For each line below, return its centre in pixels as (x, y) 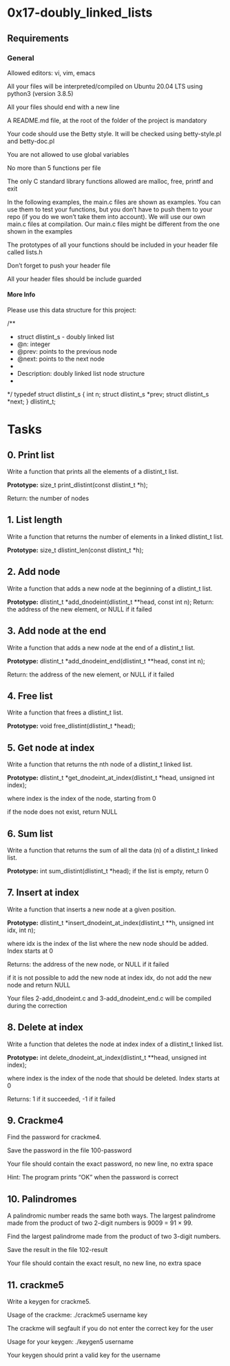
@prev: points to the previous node (67, 352)
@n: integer (33, 344)
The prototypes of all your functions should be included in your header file (113, 245)
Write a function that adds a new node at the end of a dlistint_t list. (101, 647)
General (21, 58)
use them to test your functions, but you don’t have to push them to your (110, 209)
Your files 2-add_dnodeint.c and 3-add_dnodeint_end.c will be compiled (109, 998)
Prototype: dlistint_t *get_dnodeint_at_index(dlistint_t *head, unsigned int (111, 778)
